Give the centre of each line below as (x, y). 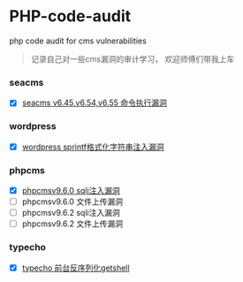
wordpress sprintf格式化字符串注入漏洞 (93, 147)
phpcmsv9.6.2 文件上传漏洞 (72, 224)
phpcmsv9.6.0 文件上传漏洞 (72, 202)
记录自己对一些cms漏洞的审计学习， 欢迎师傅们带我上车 (133, 58)
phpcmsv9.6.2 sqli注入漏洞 (71, 213)
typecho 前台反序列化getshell (76, 268)
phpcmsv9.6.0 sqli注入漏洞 (71, 190)
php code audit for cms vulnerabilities (78, 41)
